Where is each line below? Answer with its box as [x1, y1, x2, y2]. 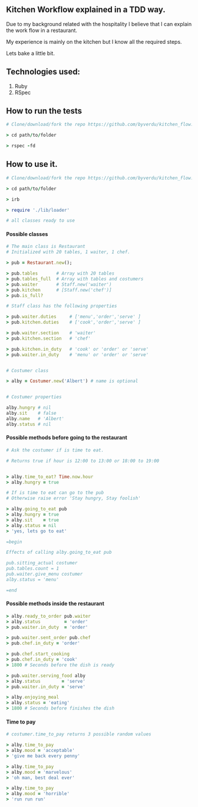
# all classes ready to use [6, 218, 75, 224]
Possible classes [6, 230, 48, 237]
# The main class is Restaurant [6, 244, 85, 250]
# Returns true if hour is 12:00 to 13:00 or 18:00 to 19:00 [6, 458, 160, 464]
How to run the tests [6, 106, 82, 116]
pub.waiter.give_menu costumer [6, 571, 83, 577]
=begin [6, 538, 22, 545]
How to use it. [6, 159, 58, 169]
